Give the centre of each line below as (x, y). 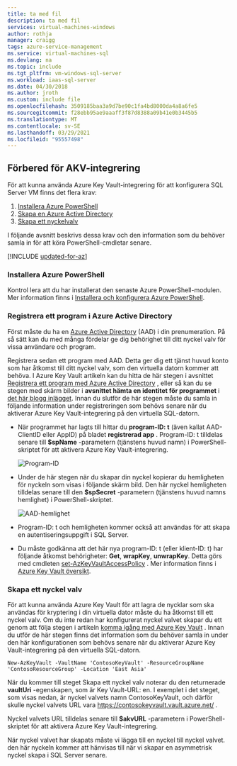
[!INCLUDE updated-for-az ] (47, 257)
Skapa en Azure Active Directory (65, 214)
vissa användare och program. (52, 346)
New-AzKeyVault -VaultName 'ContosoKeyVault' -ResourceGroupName (105, 663)
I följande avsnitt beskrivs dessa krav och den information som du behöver (116, 235)
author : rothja (30, 34)
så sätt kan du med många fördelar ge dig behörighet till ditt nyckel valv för (117, 339)
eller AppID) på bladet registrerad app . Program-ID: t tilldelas (132, 434)
